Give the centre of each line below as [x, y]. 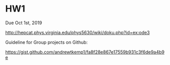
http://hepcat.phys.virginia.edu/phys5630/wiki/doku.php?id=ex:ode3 [78, 32]
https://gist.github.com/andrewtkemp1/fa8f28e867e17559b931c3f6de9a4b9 [85, 52]
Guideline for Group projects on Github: [47, 42]
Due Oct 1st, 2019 [24, 23]
